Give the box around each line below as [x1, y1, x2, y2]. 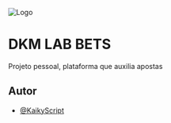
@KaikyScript [19, 106, 65, 115]
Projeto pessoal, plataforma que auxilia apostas [8, 61, 163, 71]
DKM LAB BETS [8, 36, 112, 53]
